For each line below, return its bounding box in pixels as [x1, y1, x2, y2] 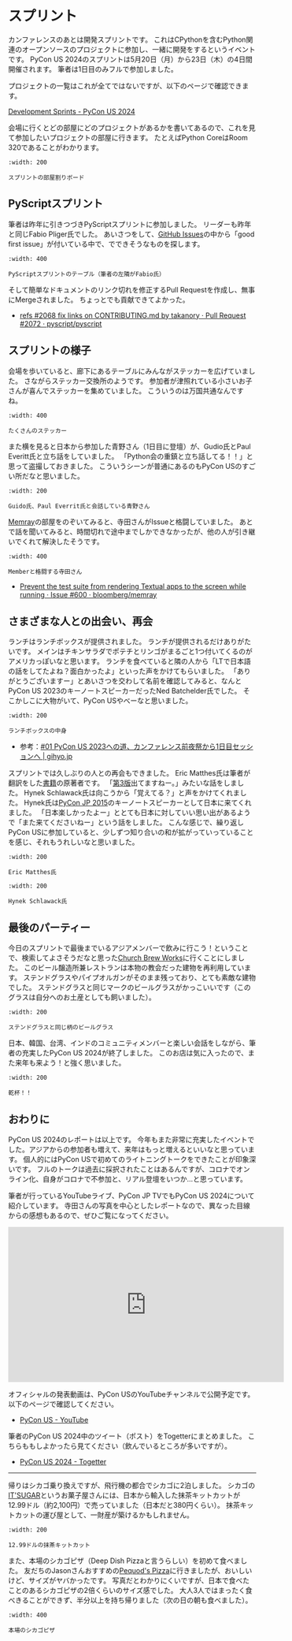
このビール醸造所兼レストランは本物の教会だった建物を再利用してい [23, 963, 245, 973]
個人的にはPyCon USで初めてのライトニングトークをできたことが [23, 1155, 236, 1163]
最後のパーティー [8, 921, 91, 934]
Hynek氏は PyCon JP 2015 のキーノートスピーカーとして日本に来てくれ [23, 798, 252, 808]
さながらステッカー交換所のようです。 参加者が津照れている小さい [23, 376, 239, 385]
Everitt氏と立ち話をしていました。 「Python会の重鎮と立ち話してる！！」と [8, 451, 253, 461]
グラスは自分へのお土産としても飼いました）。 [8, 992, 156, 1002]
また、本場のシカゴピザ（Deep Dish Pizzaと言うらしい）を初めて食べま [8, 1556, 241, 1565]
